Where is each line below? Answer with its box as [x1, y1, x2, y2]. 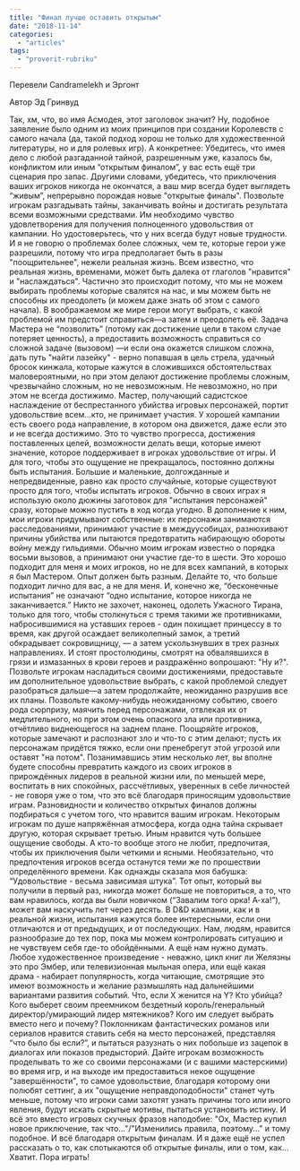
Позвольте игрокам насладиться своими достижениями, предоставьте [9, 667, 284, 676]
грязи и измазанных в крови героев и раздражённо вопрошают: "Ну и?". [9, 657, 289, 667]
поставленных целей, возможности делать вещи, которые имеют [9, 438, 261, 448]
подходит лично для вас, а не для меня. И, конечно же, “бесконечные [9, 581, 279, 591]
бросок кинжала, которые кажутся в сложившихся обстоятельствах [9, 362, 272, 372]
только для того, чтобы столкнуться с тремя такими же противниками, [9, 609, 282, 619]
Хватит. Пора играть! [9, 1152, 90, 1162]
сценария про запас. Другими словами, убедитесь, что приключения [9, 171, 277, 182]
